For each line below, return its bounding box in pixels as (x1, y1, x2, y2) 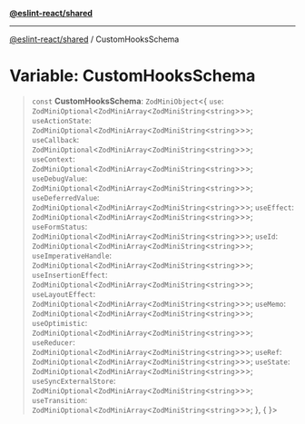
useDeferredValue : (31, 192, 100, 202)
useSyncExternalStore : (31, 375, 116, 386)
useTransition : (31, 394, 88, 405)
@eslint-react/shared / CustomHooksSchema (9, 34, 180, 44)
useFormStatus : (31, 221, 88, 232)
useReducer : (31, 336, 75, 348)
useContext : (31, 153, 75, 164)
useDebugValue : (31, 173, 88, 183)
